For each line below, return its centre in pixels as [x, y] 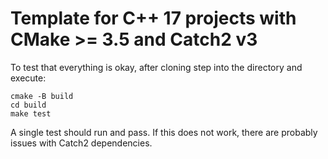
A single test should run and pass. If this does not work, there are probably [164, 132]
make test [31, 113]
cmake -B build [42, 96]
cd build [28, 105]
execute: [28, 78]
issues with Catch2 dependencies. [81, 143]
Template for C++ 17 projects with [153, 18]
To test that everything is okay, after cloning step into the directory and [156, 67]
